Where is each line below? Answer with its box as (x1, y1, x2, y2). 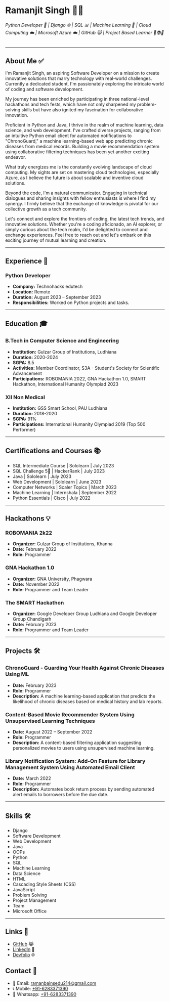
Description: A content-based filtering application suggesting (12, 739, 142, 746)
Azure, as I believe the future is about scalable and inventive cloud (5, 175, 144, 181)
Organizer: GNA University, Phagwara (12, 576, 93, 582)
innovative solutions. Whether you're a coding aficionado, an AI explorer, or (5, 221, 162, 227)
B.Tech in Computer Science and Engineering (5, 337, 119, 344)
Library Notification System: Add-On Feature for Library (5, 757, 146, 764)
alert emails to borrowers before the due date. (12, 792, 109, 798)
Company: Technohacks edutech (12, 283, 83, 289)
